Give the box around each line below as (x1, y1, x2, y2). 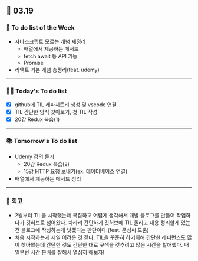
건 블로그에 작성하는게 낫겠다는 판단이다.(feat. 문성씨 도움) (14, 226, 149, 233)
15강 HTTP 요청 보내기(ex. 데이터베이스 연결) (23, 168, 128, 175)
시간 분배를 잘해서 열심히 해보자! (30, 249, 105, 256)
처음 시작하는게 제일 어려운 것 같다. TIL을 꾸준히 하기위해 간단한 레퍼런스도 (14, 234, 186, 241)
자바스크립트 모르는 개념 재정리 (14, 38, 86, 45)
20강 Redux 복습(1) (14, 116, 60, 123)
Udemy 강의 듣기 (14, 153, 55, 160)
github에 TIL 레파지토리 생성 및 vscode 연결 (14, 101, 117, 108)
